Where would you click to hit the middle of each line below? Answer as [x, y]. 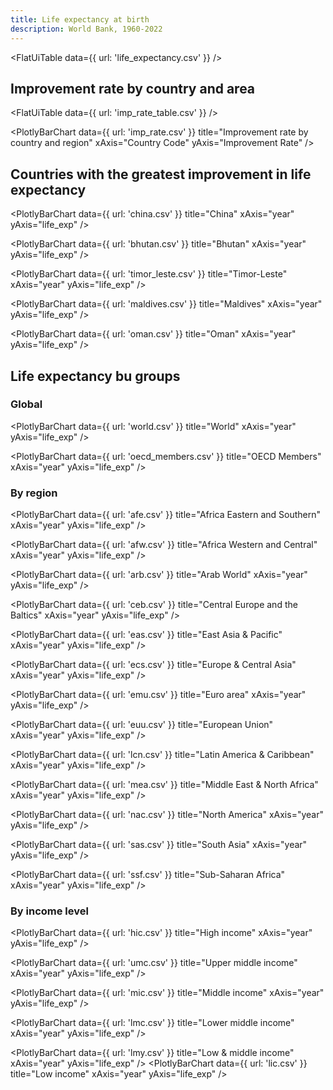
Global [26, 404]
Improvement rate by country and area [133, 88]
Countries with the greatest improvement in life [161, 174]
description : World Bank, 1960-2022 [86, 29]
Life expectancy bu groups [95, 376]
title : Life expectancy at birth [80, 19]
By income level [49, 911]
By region [34, 493]
